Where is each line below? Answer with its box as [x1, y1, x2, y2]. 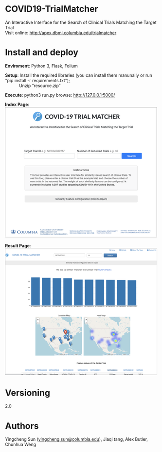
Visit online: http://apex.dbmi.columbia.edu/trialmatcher [5, 30, 117, 35]
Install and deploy [5, 47, 79, 58]
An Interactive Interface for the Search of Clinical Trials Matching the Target [5, 19, 157, 25]
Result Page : [5, 243, 31, 249]
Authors [5, 420, 39, 431]
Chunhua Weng [5, 441, 36, 448]
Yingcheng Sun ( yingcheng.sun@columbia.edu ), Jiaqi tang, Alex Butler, [5, 436, 148, 442]
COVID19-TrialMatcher [5, 3, 98, 15]
